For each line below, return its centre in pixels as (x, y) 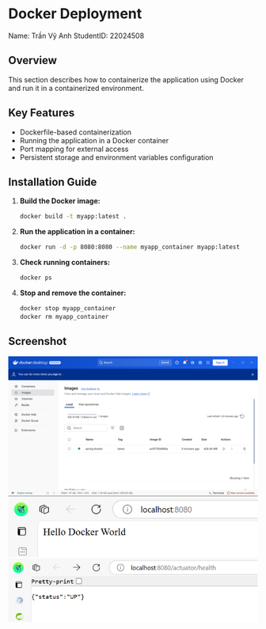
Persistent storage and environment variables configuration (116, 157)
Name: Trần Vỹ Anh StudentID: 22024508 (76, 36)
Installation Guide (53, 182)
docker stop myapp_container (68, 309)
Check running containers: (65, 263)
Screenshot (38, 341)
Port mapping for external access (74, 149)
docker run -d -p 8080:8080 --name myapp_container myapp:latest (129, 247)
